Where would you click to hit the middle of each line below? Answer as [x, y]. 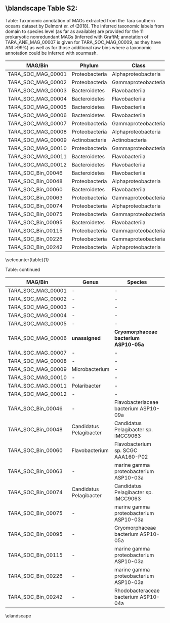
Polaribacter [86, 386]
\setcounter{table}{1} [27, 259]
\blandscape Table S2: [41, 8]
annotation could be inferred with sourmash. [51, 53]
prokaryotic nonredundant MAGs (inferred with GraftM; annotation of [77, 37]
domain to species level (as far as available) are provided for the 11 [75, 31]
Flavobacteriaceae [136, 402]
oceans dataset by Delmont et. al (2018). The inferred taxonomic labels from [85, 26]
